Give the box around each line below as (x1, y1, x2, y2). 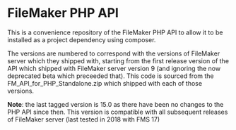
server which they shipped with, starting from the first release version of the (7, 56, 230, 65)
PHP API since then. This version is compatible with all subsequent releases (7, 108, 228, 116)
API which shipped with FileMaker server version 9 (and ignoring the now (7, 64, 221, 72)
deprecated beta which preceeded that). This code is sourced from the (7, 72, 214, 80)
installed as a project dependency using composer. (7, 35, 156, 44)
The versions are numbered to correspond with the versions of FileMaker (7, 49, 220, 58)
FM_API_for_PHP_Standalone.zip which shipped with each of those (7, 79, 203, 87)
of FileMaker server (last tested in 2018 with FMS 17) (7, 115, 160, 124)
